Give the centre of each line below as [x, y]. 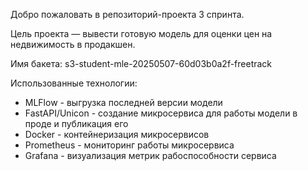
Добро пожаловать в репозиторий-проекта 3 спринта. [127, 14]
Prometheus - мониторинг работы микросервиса [129, 145]
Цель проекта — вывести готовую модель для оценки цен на [141, 33]
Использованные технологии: [74, 83]
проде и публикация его [76, 123]
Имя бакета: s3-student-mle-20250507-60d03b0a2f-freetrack [141, 63]
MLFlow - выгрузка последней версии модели [123, 102]
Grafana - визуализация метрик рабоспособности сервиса [150, 155]
